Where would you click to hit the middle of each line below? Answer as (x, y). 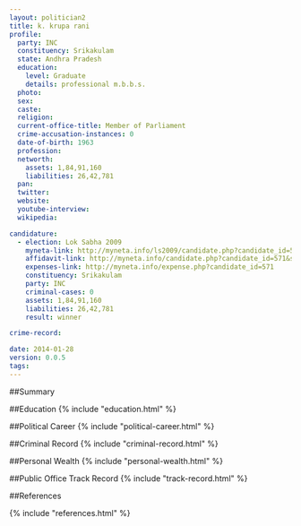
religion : (35, 117)
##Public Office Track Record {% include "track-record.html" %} (129, 478)
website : (34, 201)
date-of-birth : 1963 (56, 142)
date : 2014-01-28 (42, 349)
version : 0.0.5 (38, 358)
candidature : (34, 234)
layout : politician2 (48, 17)
